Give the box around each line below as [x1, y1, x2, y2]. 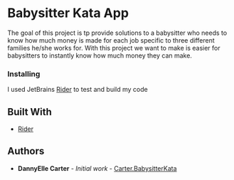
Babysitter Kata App [7, 5, 129, 21]
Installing [7, 69, 41, 79]
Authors [7, 145, 45, 157]
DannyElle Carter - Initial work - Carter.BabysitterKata [17, 164, 177, 172]
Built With [7, 105, 52, 118]
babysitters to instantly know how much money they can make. [7, 51, 192, 60]
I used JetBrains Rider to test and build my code [7, 85, 148, 94]
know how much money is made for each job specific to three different [7, 36, 215, 44]
